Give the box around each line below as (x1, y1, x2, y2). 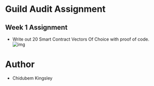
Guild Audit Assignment (5, 3, 106, 15)
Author (5, 59, 35, 70)
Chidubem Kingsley (12, 75, 53, 81)
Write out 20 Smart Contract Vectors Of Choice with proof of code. (12, 36, 150, 42)
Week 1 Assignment (5, 23, 68, 32)
